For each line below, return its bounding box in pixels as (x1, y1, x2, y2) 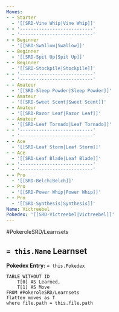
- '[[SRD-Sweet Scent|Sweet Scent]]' (11, 99, 107, 105)
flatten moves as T (6, 294, 56, 300)
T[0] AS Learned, (17, 279, 61, 285)
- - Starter (6, 15, 36, 21)
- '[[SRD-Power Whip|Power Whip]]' (11, 189, 101, 195)
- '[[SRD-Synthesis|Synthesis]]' (11, 201, 96, 207)
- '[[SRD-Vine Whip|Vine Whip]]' (11, 20, 96, 26)
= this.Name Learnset (6, 246, 88, 256)
